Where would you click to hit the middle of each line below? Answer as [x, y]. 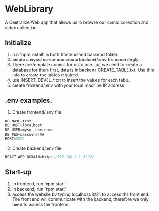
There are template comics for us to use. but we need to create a [77, 64]
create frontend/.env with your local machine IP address [68, 85]
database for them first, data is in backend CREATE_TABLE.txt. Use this [83, 70]
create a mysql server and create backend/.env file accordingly [75, 60]
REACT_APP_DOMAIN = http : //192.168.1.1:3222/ [50, 157]
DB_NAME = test [18, 121]
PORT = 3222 [15, 139]
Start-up [18, 172]
